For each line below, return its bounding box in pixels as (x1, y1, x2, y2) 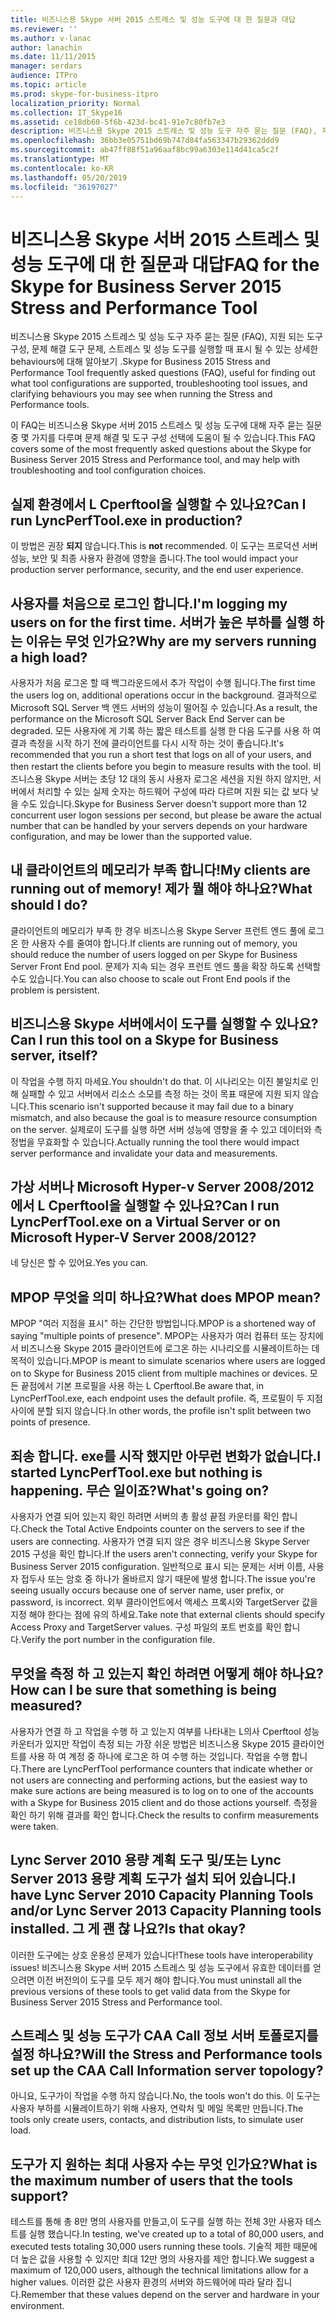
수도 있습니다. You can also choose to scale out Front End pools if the (10, 972, 291, 985)
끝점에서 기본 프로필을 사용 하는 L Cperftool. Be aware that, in (20, 1380, 265, 1392)
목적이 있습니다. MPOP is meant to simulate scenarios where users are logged (10, 1355, 326, 1367)
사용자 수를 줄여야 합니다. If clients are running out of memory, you (31, 937, 298, 949)
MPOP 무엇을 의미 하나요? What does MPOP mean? (10, 1289, 322, 1306)
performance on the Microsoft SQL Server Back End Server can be (10, 712, 285, 725)
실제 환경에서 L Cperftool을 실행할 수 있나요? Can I (10, 496, 307, 513)
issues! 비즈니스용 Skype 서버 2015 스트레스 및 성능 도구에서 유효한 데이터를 (10, 1961, 312, 1973)
